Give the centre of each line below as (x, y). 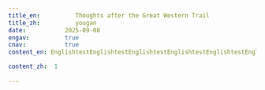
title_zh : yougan (52, 23)
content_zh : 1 (33, 67)
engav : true (44, 37)
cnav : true (44, 45)
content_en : (28, 52)
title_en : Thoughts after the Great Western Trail (109, 15)
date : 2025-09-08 (54, 30)
